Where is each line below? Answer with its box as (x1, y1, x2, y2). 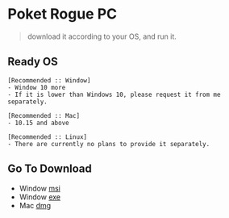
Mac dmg (19, 200, 52, 210)
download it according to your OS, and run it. (27, 31, 177, 41)
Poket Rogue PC (7, 5, 118, 23)
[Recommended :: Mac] (7, 111, 81, 119)
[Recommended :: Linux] (7, 132, 88, 141)
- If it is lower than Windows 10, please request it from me (7, 90, 221, 99)
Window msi (19, 183, 61, 193)
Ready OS (7, 55, 58, 69)
